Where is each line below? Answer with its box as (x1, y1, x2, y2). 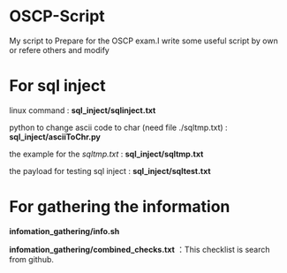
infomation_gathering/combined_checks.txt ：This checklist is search (9, 244, 271, 254)
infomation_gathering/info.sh (9, 225, 120, 236)
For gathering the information (9, 197, 230, 217)
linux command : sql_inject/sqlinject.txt (9, 104, 156, 116)
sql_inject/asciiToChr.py (9, 131, 102, 142)
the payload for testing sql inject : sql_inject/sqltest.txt (9, 165, 211, 176)
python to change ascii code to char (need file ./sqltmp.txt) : (9, 122, 228, 133)
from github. (9, 254, 55, 264)
